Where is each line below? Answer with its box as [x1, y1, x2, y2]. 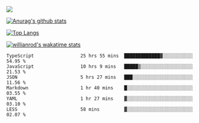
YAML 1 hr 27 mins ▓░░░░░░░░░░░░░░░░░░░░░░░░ [6, 95, 193, 102]
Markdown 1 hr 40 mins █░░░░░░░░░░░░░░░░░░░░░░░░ [6, 85, 193, 91]
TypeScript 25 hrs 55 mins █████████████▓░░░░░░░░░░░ [6, 53, 193, 59]
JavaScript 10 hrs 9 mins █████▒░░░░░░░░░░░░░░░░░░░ [6, 64, 193, 70]
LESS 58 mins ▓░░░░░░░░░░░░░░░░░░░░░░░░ [6, 106, 193, 113]
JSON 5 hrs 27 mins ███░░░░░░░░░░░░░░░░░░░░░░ [6, 74, 193, 80]
